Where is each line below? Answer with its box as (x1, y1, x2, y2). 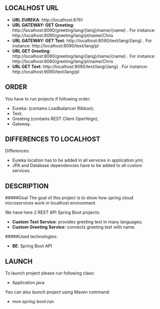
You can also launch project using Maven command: (5, 289, 111, 295)
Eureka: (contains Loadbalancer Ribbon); (12, 105, 95, 111)
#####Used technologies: (5, 234, 58, 240)
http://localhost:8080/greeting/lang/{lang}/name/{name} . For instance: (12, 53, 156, 59)
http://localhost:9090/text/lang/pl (12, 68, 80, 75)
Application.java (12, 280, 45, 286)
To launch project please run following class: (5, 270, 95, 276)
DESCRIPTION (5, 182, 49, 190)
